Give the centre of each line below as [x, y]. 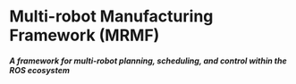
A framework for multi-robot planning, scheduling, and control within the [148, 61]
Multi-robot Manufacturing [111, 17]
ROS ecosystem [39, 70]
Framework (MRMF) [85, 35]
